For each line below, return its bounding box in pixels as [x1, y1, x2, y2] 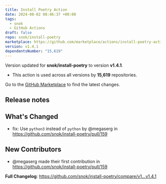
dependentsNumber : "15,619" [5, 48, 63, 53]
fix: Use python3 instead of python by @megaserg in [12, 126, 118, 132]
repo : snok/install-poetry [5, 35, 61, 40]
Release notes [5, 95, 50, 104]
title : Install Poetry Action [5, 7, 68, 12]
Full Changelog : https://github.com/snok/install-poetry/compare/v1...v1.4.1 [5, 173, 157, 179]
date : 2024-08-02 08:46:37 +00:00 [5, 12, 77, 17]
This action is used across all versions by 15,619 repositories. [12, 72, 137, 78]
